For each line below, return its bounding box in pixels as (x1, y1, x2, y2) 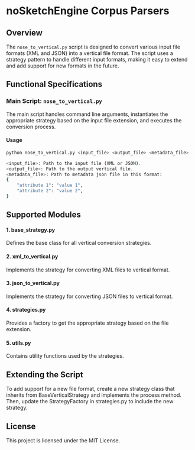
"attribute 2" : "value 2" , (17, 188, 83, 194)
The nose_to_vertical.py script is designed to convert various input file (6, 43, 181, 50)
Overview (6, 28, 43, 38)
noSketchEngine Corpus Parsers (6, 4, 170, 18)
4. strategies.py (6, 306, 46, 313)
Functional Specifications (6, 79, 102, 89)
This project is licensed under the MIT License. (6, 436, 121, 444)
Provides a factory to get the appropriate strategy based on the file (6, 319, 169, 326)
